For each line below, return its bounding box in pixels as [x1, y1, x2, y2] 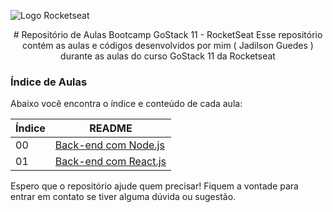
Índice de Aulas [10, 75, 88, 89]
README [89, 121, 133, 135]
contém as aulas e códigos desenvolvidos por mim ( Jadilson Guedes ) [22, 40, 314, 51]
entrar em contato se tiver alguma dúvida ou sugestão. [10, 191, 237, 203]
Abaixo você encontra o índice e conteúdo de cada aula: [10, 98, 243, 110]
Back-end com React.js [54, 155, 167, 169]
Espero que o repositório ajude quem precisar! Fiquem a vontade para [10, 180, 299, 192]
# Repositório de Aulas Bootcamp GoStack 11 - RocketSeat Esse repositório [13, 29, 323, 40]
